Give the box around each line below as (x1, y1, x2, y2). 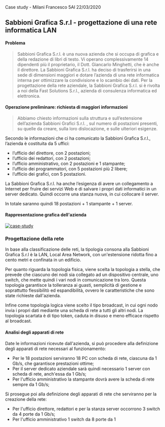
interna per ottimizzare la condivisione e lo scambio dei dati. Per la (17, 77, 153, 83)
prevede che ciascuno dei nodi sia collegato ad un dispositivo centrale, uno (5, 272, 159, 278)
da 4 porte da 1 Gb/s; (12, 411, 55, 417)
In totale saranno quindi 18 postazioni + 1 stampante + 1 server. (5, 200, 133, 206)
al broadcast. (5, 318, 32, 324)
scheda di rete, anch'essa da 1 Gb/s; (12, 371, 86, 377)
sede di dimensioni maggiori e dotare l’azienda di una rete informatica (17, 72, 160, 78)
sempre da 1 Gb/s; (12, 381, 50, 387)
